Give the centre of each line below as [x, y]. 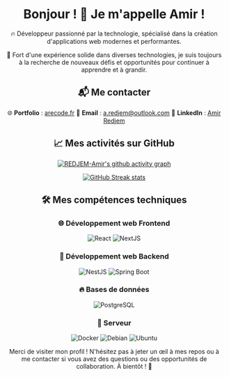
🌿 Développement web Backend [114, 256]
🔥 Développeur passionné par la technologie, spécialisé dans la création [114, 33]
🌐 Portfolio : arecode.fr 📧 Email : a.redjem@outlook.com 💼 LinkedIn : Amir [114, 113]
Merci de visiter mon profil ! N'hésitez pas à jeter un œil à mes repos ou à [114, 352]
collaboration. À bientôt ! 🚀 [114, 367]
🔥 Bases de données [114, 290]
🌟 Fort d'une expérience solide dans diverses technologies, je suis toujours [114, 54]
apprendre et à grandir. [114, 70]
